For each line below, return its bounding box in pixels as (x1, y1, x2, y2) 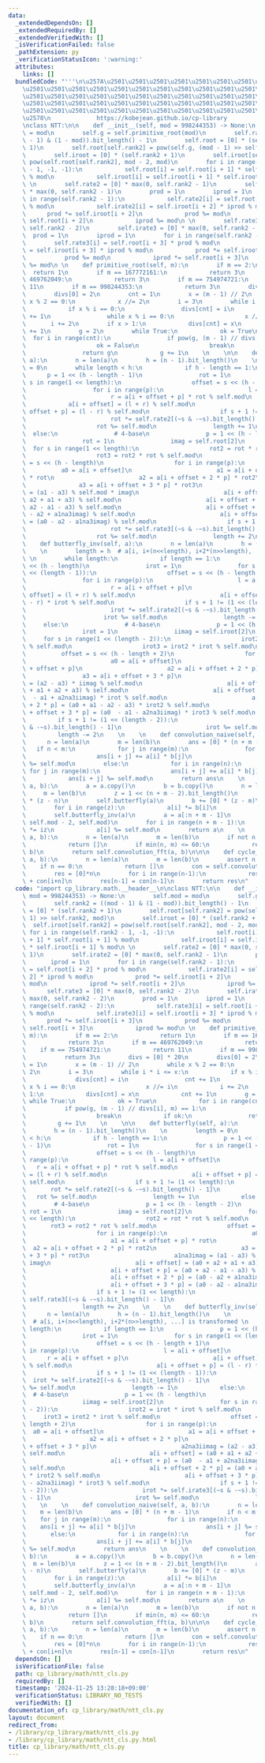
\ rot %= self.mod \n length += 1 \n (22, 1192, 200, 1200)
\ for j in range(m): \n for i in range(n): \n (22, 1516, 238, 1524)
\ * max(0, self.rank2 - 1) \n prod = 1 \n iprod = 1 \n (22, 187, 252, 196)
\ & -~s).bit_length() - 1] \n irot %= (22, 723, 231, 731)
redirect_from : (8, 1721, 58, 1729)
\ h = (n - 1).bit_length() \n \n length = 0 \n (22, 1126, 238, 1135)
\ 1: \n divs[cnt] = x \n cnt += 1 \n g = (22, 1090, 256, 1098)
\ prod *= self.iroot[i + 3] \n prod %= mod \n (22, 1016, 231, 1024)
